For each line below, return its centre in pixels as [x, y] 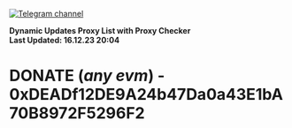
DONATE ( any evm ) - [87, 76]
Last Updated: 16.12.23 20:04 [65, 40]
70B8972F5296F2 [77, 113]
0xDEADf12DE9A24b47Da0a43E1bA [146, 95]
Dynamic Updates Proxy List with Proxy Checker [100, 30]
